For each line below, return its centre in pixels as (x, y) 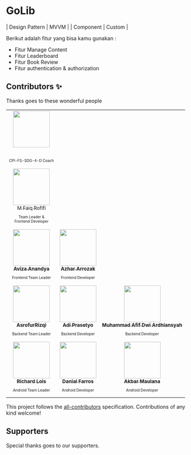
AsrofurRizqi (32, 325)
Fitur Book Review (36, 62)
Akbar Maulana (142, 381)
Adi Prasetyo (78, 325)
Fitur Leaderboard (36, 56)
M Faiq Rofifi (32, 208)
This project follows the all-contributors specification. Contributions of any (96, 406)
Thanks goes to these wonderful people (54, 101)
